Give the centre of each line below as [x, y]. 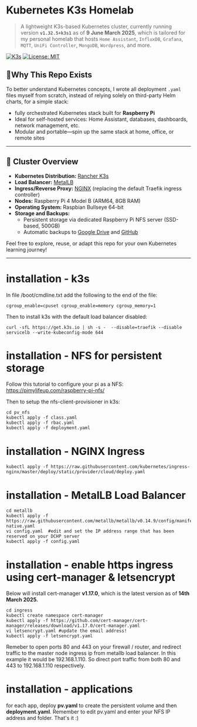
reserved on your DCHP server [43, 536]
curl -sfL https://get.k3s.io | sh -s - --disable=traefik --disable [94, 327]
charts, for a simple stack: [38, 101]
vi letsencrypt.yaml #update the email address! [67, 631]
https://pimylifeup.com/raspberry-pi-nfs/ [55, 390]
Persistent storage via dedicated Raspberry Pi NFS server [93, 219]
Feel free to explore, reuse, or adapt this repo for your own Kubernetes [91, 243]
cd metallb [19, 511]
